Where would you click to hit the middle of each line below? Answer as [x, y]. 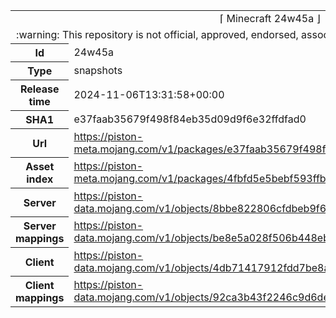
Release [39, 89]
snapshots [98, 70]
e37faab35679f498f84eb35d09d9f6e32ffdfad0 [190, 119]
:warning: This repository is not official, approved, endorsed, [157, 34]
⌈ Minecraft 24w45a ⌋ [270, 18]
